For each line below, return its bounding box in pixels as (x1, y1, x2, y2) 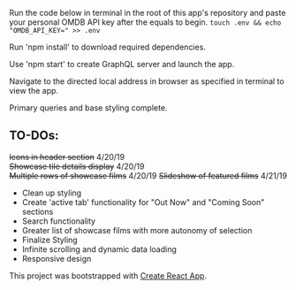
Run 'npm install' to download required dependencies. (9, 42, 206, 52)
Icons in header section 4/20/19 (9, 151, 125, 162)
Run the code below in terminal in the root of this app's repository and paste (9, 8, 286, 18)
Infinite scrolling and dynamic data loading (21, 243, 177, 255)
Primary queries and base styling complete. (9, 103, 168, 113)
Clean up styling (21, 187, 82, 198)
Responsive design (21, 253, 92, 263)
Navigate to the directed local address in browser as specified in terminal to (9, 76, 285, 87)
